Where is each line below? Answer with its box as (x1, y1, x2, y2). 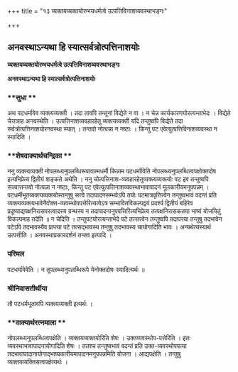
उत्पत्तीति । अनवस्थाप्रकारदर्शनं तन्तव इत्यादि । (7, 231, 112, 239)
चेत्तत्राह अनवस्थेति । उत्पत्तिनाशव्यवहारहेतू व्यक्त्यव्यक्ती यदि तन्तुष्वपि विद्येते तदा (7, 117, 183, 126)
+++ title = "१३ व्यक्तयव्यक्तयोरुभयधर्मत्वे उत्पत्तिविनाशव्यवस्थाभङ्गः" (7, 7, 168, 15)
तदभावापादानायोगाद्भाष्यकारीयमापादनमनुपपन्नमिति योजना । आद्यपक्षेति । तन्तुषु (7, 350, 181, 359)
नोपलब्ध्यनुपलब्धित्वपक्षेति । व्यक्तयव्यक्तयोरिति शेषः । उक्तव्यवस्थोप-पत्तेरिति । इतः (7, 334, 190, 342)
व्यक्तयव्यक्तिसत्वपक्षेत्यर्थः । (7, 358, 69, 366)
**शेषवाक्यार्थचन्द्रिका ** (7, 151, 72, 161)
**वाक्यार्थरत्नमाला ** (7, 317, 66, 327)
